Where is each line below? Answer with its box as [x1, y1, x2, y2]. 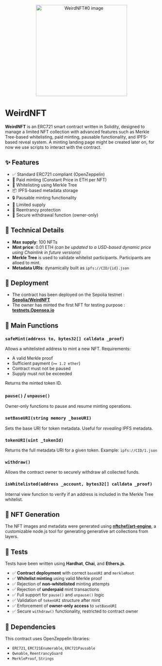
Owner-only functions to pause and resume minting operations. [5, 403, 132, 409]
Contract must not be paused [12, 366, 71, 371]
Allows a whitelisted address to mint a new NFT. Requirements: [5, 346, 131, 352]
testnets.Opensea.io [12, 307, 55, 313]
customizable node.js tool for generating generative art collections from [5, 528, 149, 534]
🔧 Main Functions [5, 321, 59, 330]
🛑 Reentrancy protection [12, 207, 61, 212]
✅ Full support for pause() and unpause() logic [12, 592, 104, 598]
